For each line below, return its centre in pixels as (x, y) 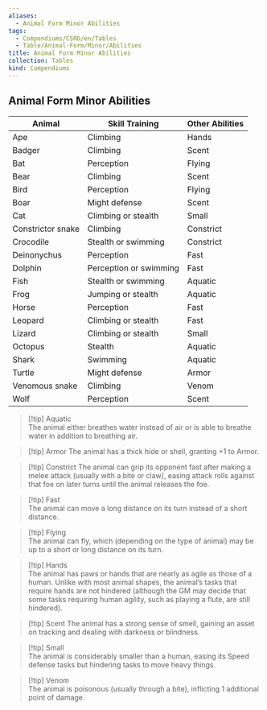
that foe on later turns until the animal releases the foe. (119, 484)
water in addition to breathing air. (83, 435)
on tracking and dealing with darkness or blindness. (114, 632)
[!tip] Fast (44, 499)
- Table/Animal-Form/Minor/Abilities (79, 46)
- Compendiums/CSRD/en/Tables (66, 38)
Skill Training (133, 123)
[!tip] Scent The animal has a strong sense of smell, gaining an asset (141, 623)
